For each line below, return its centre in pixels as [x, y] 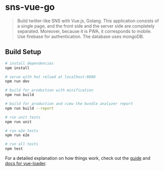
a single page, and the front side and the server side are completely [86, 26]
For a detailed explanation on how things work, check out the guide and [78, 158]
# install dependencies [30, 63]
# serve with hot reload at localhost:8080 [50, 77]
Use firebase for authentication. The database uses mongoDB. [81, 36]
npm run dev [17, 81]
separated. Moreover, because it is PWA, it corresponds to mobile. [84, 31]
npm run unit [18, 122]
